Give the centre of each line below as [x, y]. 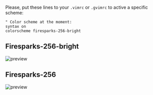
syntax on [16, 26]
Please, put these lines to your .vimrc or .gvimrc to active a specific [77, 7]
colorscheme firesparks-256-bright [43, 31]
